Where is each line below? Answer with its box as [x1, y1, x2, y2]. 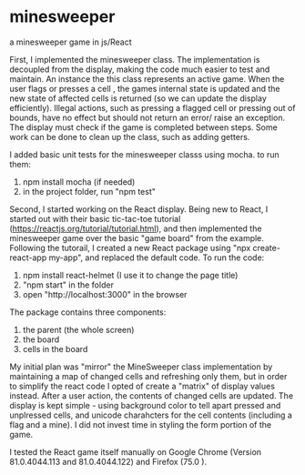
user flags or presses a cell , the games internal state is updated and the [9, 83, 280, 94]
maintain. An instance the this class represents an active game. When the [9, 73, 285, 84]
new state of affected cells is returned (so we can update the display [9, 93, 267, 104]
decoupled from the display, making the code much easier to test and [9, 64, 270, 75]
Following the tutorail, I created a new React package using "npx [9, 242, 251, 253]
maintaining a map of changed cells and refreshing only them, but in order [9, 370, 288, 381]
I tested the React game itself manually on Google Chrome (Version [9, 446, 262, 457]
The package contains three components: [9, 307, 167, 318]
